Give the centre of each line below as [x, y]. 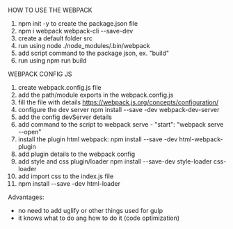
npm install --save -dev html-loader [69, 183]
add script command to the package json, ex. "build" [94, 53]
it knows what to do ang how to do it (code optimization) [99, 218]
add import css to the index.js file [66, 176]
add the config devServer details [65, 117]
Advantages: [26, 197]
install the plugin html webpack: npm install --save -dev [98, 139]
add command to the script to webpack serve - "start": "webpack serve [121, 124]
